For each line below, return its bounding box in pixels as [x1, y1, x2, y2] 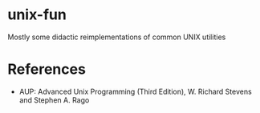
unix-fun [7, 6, 67, 24]
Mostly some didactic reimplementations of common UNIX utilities [7, 32, 226, 42]
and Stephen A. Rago [18, 95, 90, 105]
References [7, 60, 86, 79]
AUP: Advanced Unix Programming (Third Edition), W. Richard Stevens [18, 87, 252, 96]
